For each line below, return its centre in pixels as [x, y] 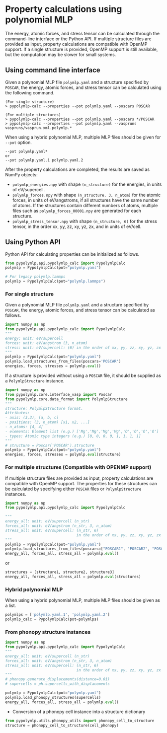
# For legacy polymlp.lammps [35, 277]
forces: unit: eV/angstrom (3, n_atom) [46, 343]
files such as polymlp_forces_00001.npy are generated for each [77, 211]
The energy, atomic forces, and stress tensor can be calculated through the [83, 33]
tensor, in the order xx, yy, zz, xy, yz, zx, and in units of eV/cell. [77, 226]
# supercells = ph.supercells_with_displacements [58, 684]
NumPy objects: [22, 174]
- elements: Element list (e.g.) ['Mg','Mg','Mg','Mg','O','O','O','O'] [82, 431]
